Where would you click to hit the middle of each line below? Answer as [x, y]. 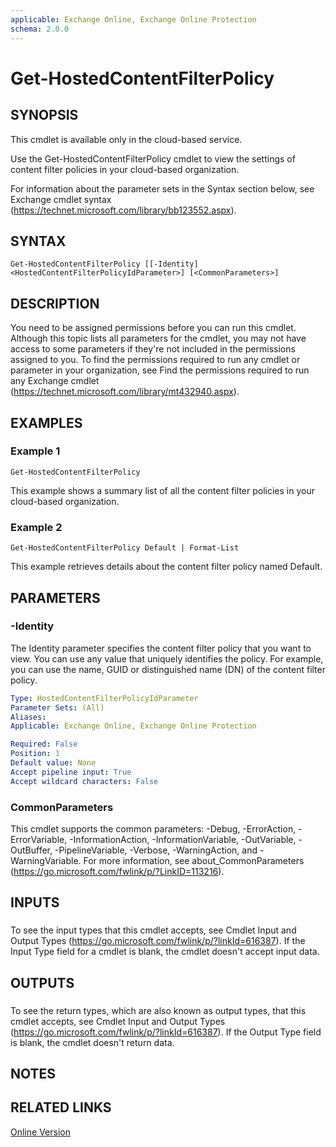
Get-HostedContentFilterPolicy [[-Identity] [104, 264]
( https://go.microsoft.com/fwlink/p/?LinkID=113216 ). [117, 871]
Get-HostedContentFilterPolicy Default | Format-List [125, 548]
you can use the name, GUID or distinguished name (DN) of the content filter [168, 669]
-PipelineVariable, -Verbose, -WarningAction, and [156, 850]
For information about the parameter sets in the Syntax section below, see [162, 188]
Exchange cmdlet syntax [61, 199]
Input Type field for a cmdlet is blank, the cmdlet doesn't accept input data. [165, 952]
